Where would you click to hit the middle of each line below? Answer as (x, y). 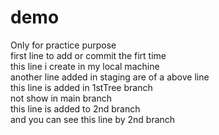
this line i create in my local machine (85, 66)
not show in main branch (61, 98)
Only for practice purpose (63, 45)
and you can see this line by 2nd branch (93, 119)
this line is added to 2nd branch (75, 108)
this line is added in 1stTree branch (81, 87)
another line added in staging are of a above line (110, 77)
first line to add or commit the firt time (88, 55)
